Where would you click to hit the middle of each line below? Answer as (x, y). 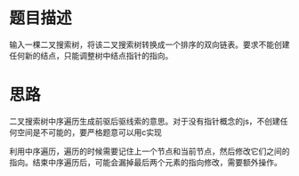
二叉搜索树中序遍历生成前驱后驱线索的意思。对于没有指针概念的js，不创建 (145, 121)
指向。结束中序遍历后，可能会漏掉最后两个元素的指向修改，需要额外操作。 (145, 162)
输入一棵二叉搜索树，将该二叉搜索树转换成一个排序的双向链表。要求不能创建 (149, 44)
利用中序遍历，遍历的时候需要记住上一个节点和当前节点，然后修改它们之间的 (149, 151)
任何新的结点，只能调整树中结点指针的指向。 (91, 55)
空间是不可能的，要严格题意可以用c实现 (89, 132)
